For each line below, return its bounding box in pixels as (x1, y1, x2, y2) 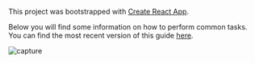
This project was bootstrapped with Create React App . (8, 7, 190, 16)
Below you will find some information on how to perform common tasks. (8, 22, 248, 31)
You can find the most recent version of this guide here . (8, 31, 194, 40)
